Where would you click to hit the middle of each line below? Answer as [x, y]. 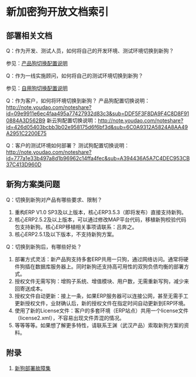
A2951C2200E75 [26, 133]
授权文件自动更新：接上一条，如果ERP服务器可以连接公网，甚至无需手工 [102, 296]
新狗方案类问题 [33, 185]
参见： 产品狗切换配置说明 [37, 63]
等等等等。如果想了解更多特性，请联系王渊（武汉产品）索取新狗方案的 [99, 325]
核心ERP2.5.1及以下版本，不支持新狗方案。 [66, 234]
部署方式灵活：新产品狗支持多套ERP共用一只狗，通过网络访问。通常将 [99, 259]
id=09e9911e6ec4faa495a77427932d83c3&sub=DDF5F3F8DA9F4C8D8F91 [98, 113]
